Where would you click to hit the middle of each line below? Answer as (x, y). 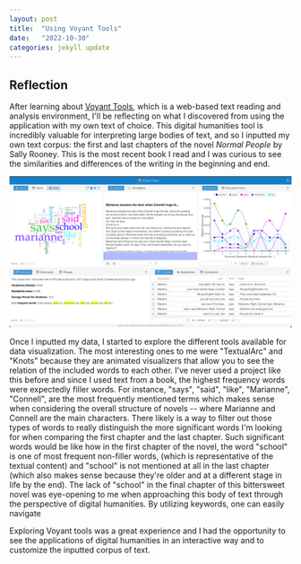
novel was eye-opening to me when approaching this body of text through (146, 494)
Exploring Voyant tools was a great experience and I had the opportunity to (148, 531)
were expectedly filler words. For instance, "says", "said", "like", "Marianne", (150, 389)
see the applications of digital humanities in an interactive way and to (137, 540)
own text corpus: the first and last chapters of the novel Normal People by (146, 145)
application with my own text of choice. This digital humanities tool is (137, 126)
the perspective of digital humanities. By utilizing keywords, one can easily (147, 504)
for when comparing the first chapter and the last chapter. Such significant (147, 436)
